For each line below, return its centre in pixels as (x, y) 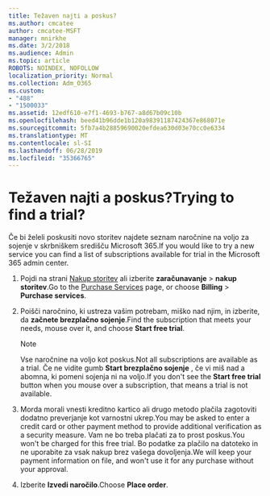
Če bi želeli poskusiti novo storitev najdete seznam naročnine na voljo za (129, 238)
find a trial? (47, 215)
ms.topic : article (39, 61)
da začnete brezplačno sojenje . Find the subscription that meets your (135, 320)
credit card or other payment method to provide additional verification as (141, 427)
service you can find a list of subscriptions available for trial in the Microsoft (134, 254)
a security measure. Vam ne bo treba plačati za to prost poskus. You (133, 435)
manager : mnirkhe (37, 38)
